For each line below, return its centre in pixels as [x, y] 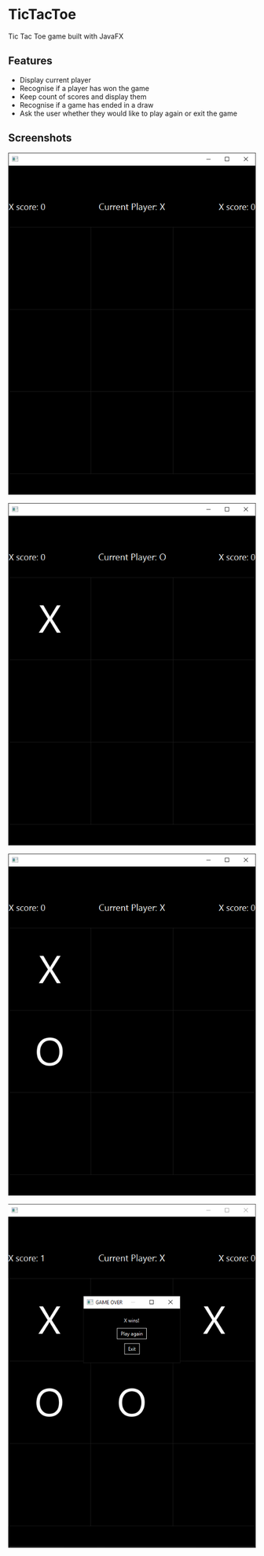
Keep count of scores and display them [83, 97]
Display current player [55, 79]
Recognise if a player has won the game [84, 88]
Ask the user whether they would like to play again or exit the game [128, 113]
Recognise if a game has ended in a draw [86, 105]
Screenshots [40, 138]
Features [30, 61]
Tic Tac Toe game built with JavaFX [66, 36]
